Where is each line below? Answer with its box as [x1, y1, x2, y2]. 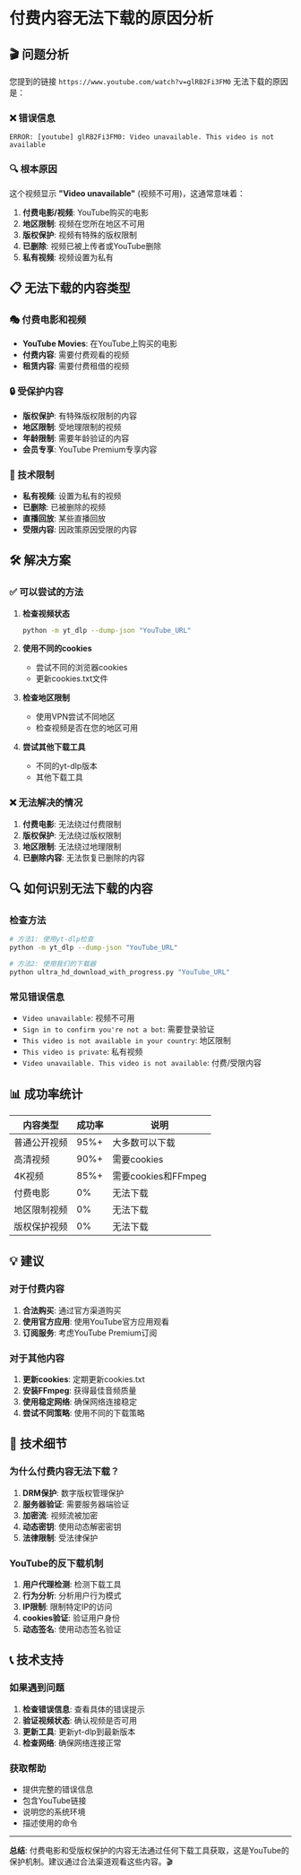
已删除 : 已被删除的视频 [21, 501, 106, 512]
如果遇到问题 [9, 1681, 65, 1694]
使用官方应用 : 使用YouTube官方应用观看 [21, 1316, 170, 1326]
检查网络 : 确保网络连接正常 [21, 1737, 122, 1748]
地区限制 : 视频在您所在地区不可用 [21, 218, 145, 229]
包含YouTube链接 [21, 1794, 87, 1806]
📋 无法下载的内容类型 [9, 280, 132, 296]
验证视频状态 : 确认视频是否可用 [21, 1715, 137, 1725]
